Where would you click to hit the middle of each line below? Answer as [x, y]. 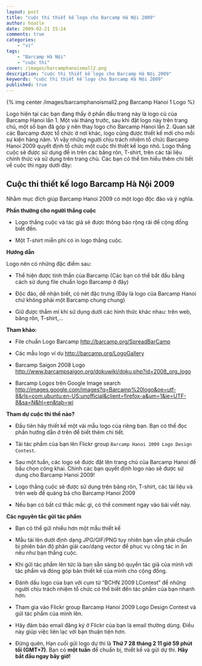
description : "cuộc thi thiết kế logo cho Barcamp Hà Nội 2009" [89, 74]
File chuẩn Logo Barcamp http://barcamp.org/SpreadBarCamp [93, 341]
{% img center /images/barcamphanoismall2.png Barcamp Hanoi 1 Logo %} [101, 102]
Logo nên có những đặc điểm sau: [49, 263]
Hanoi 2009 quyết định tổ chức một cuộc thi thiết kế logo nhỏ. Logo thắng [99, 146]
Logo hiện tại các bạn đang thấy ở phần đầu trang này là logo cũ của [92, 114]
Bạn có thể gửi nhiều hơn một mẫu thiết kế [68, 528]
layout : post [23, 12]
